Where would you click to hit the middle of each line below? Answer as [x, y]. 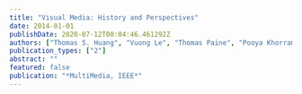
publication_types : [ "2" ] [58, 51]
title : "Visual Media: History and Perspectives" [104, 17]
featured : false [40, 68]
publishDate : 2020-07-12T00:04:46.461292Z [90, 34]
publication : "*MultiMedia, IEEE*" [76, 76]
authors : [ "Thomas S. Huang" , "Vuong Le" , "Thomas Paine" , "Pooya [136, 43]
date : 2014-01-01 [42, 26]
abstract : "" [34, 59]
